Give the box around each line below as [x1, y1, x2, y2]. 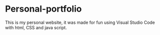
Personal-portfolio [5, 3, 82, 15]
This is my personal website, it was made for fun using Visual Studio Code [5, 19, 155, 25]
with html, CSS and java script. [5, 24, 67, 30]
